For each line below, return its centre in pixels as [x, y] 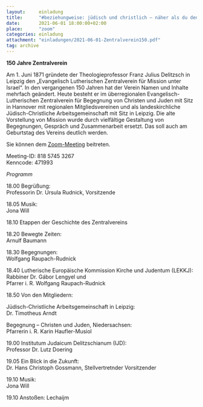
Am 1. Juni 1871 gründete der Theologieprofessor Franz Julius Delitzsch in [98, 74]
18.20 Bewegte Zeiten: [34, 234]
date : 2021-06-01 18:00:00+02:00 [56, 23]
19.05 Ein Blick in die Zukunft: [43, 361]
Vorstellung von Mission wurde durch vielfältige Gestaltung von [85, 119]
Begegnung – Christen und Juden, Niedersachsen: [69, 325]
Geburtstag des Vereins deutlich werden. [57, 132]
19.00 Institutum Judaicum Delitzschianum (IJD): [66, 343]
